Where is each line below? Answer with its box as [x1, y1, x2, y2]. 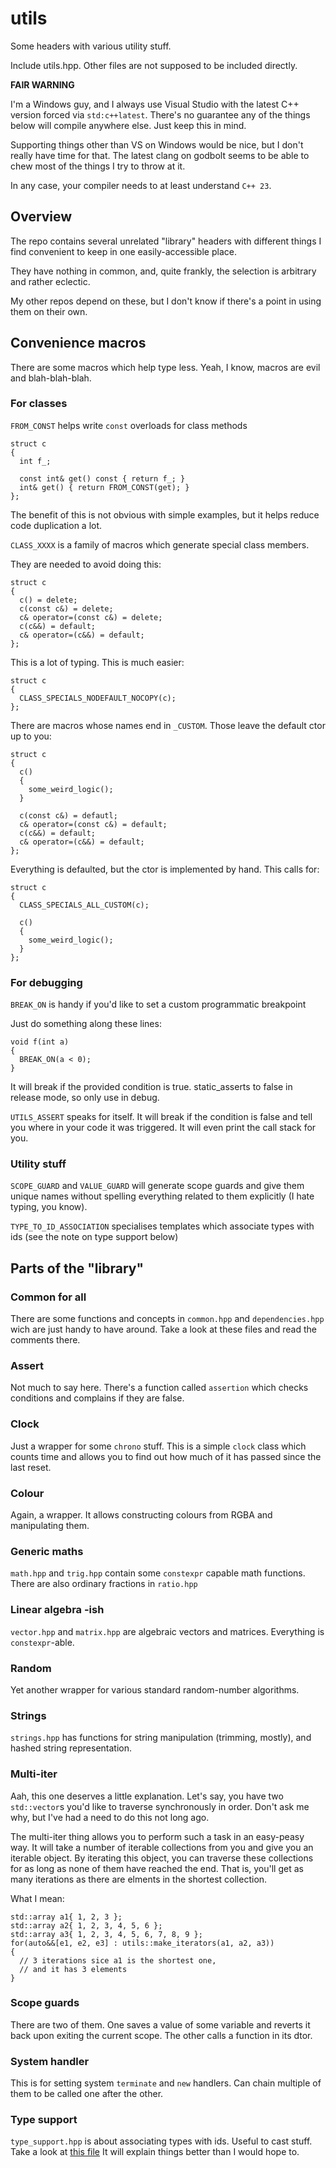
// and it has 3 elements [19, 1964, 128, 1974]
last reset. [10, 1461, 52, 1473]
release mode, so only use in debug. [10, 1092, 160, 1104]
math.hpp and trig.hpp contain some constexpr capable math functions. [10, 1567, 306, 1579]
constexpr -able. [10, 1636, 75, 1648]
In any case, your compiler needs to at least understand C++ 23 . [10, 179, 272, 191]
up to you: [10, 730, 52, 742]
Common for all [10, 1290, 87, 1304]
